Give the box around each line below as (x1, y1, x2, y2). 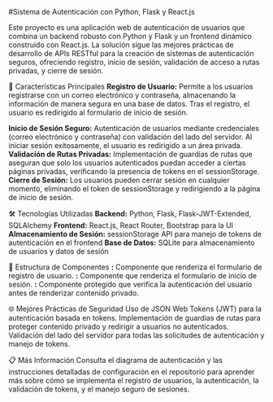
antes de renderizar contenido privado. (8, 288, 140, 298)
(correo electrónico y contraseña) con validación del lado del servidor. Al (8, 132, 253, 142)
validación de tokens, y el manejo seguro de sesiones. (8, 384, 190, 394)
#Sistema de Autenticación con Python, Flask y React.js (8, 7, 195, 16)
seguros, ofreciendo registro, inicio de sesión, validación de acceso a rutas (8, 57, 260, 67)
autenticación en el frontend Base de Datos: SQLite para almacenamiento (8, 238, 255, 247)
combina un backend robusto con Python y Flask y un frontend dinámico (8, 32, 252, 41)
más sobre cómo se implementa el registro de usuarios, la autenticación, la (8, 376, 259, 385)
